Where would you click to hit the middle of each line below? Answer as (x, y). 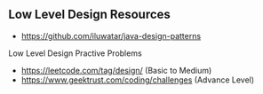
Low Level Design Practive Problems (76, 53)
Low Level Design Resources (89, 15)
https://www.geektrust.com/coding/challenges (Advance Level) (138, 80)
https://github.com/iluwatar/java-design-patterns (111, 35)
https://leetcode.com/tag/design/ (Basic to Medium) (116, 70)
